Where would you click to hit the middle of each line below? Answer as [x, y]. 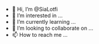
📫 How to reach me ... [40, 35]
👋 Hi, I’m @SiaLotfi [35, 9]
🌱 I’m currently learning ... [44, 22]
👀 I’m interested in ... [37, 15]
